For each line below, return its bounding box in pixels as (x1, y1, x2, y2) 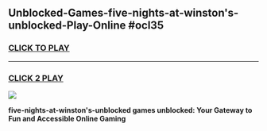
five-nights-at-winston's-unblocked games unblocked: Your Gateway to (8, 105, 253, 114)
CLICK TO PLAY (8, 43, 70, 54)
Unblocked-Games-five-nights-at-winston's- (8, 6, 239, 20)
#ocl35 (128, 19, 164, 33)
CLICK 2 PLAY (8, 72, 64, 83)
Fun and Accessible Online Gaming (8, 114, 126, 123)
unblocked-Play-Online (8, 19, 126, 33)
